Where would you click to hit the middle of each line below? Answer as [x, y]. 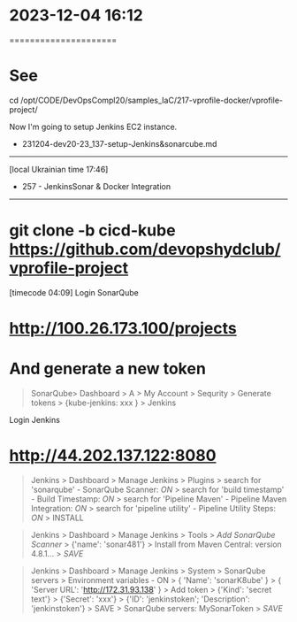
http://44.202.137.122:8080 [113, 456]
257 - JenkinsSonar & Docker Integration [96, 186]
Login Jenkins [34, 419]
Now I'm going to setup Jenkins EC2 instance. [93, 127]
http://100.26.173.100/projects [123, 328]
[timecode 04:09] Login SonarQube [74, 292]
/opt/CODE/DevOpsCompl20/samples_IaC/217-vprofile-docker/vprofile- [152, 100]
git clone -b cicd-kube [92, 230]
